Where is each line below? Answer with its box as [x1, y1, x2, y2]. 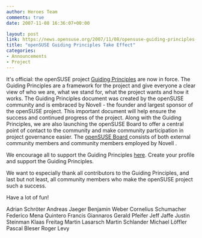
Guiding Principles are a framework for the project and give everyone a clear [6, 82, 196, 89]
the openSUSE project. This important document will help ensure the [6, 107, 176, 114]
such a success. [6, 182, 47, 189]
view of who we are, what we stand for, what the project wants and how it [6, 88, 189, 95]
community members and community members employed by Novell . [6, 139, 177, 146]
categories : [6, 48, 36, 54]
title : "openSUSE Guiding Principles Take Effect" [6, 42, 136, 48]
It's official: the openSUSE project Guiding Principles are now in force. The [6, 75, 191, 83]
